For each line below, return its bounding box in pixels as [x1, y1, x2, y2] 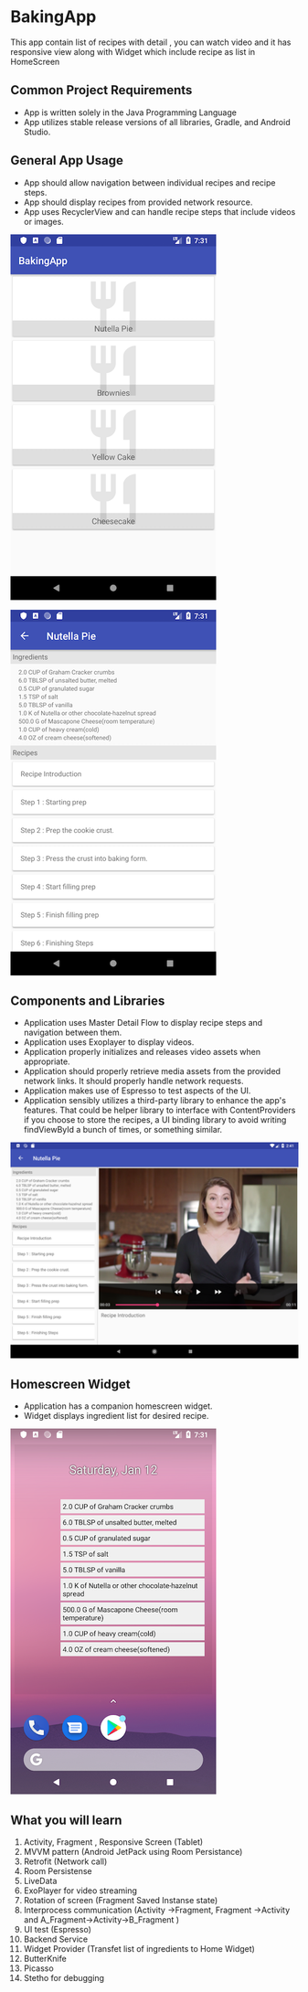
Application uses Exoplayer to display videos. [23, 1037, 195, 1048]
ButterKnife [23, 1954, 67, 1964]
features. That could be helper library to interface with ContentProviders [23, 1104, 296, 1116]
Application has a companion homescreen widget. [23, 1401, 213, 1411]
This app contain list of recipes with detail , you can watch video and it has [10, 37, 292, 48]
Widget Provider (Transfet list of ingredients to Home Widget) [23, 1944, 255, 1954]
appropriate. [23, 1056, 71, 1067]
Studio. [23, 126, 51, 137]
